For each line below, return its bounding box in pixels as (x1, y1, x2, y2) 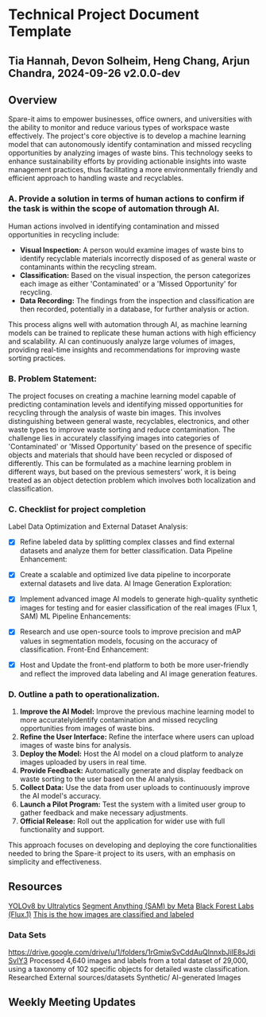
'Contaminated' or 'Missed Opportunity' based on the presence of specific (8, 441, 253, 451)
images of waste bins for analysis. (19, 740, 132, 749)
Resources (8, 880, 63, 894)
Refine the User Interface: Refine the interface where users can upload (19, 732, 254, 742)
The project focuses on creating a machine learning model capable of (8, 391, 237, 400)
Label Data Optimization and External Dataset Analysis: (8, 522, 188, 531)
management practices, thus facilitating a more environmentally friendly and (8, 165, 258, 175)
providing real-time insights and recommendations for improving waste (8, 345, 241, 354)
